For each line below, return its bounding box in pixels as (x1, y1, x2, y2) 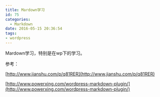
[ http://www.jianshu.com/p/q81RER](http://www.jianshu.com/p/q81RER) (5, 71, 155, 77)
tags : (5, 31, 17, 36)
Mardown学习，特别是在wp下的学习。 (5, 50, 85, 56)
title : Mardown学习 (5, 7, 45, 13)
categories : (5, 17, 30, 22)
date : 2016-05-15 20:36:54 (5, 26, 62, 31)
